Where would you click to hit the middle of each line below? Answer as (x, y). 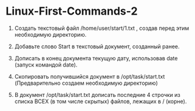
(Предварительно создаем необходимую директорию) (86, 83)
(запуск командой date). (46, 65)
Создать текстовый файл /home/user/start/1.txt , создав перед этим (102, 28)
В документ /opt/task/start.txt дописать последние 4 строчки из (97, 95)
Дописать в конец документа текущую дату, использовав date (96, 58)
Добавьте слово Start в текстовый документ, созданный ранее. (97, 46)
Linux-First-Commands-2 (72, 11)
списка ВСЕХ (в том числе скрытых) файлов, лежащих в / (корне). (101, 101)
